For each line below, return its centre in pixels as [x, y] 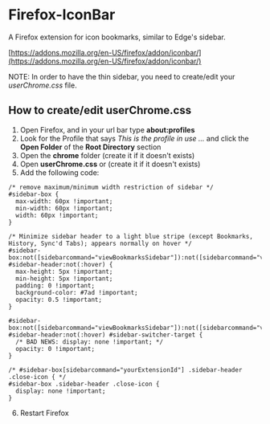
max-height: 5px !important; [64, 271]
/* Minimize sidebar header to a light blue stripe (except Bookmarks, [131, 236]
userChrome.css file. [43, 85]
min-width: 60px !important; [64, 208]
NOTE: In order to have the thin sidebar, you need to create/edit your [122, 76]
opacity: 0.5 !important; [59, 300]
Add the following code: [59, 172]
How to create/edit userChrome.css [100, 110]
